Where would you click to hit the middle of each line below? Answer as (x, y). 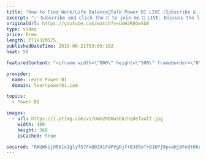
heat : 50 (17, 52)
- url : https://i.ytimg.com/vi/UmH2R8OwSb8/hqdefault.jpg (88, 119)
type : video (21, 29)
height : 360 (32, 130)
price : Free (21, 35)
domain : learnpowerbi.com (45, 85)
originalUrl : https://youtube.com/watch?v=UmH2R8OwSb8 (78, 23)
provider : (19, 74)
